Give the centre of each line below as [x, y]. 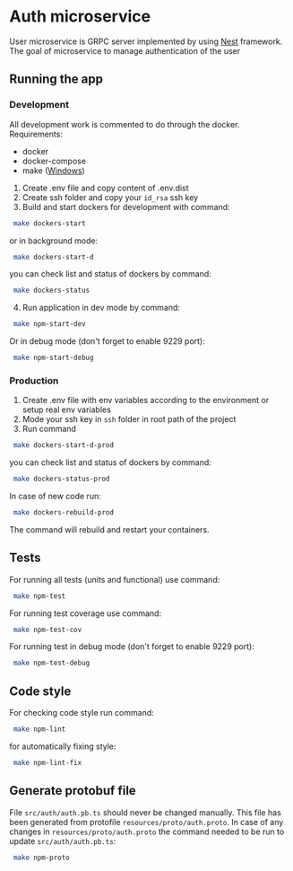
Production [34, 381]
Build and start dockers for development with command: [126, 207]
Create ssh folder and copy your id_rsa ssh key [110, 197]
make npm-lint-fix [47, 763]
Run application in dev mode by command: [101, 308]
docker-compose [54, 161]
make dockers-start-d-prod [64, 445]
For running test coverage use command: [86, 613]
